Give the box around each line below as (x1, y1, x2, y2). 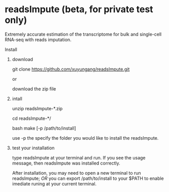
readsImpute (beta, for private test (5, 4, 153, 15)
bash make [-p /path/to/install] (12, 125, 77, 131)
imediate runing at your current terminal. (12, 180, 97, 186)
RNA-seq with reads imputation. (5, 37, 72, 43)
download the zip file (12, 85, 56, 92)
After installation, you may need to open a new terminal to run (12, 170, 142, 176)
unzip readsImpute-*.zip (12, 105, 63, 111)
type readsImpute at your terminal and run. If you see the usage (12, 154, 146, 161)
